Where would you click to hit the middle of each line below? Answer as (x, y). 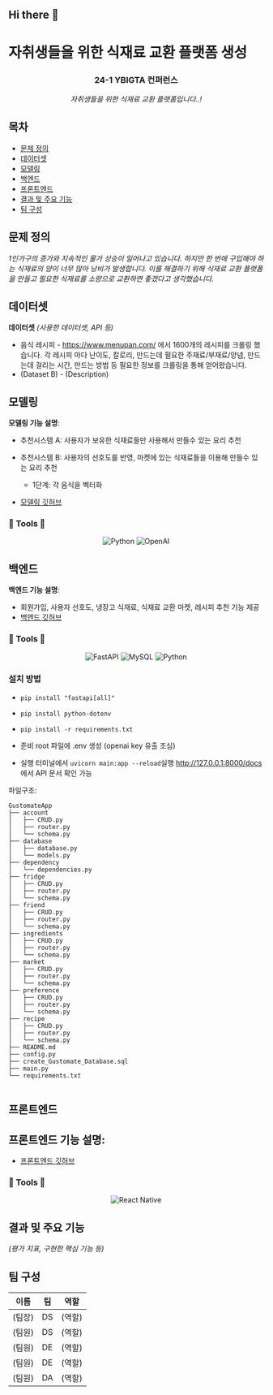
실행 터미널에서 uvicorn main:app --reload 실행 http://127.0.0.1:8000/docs (141, 762)
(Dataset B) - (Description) (64, 374)
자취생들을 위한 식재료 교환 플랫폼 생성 (128, 52)
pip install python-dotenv (66, 714)
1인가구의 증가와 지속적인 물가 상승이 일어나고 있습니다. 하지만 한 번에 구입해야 (132, 258)
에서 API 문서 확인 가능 (56, 773)
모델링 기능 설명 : (34, 423)
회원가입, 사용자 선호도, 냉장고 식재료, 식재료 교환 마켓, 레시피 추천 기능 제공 (140, 607)
